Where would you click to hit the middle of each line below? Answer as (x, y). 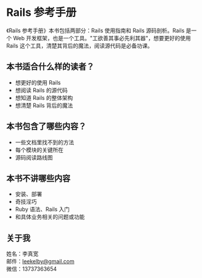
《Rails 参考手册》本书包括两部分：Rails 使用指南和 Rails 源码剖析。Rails (96, 30)
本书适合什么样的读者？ (50, 67)
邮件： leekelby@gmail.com (40, 262)
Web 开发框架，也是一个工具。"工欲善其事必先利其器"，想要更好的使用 (102, 38)
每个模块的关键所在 (39, 150)
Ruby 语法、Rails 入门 (42, 209)
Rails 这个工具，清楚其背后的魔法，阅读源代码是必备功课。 (80, 46)
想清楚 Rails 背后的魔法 (44, 105)
